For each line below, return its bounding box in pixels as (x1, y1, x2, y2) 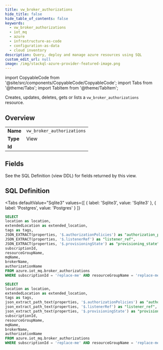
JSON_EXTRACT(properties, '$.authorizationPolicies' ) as (5, 232, 123, 237)
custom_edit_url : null (5, 57, 51, 62)
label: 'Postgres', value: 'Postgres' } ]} (5, 205, 81, 210)
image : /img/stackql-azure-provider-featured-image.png (5, 61, 120, 66)
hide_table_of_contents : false (5, 16, 68, 21)
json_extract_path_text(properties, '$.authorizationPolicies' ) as (5, 300, 145, 305)
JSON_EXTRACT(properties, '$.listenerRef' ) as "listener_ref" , (5, 237, 136, 242)
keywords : (5, 20, 25, 26)
